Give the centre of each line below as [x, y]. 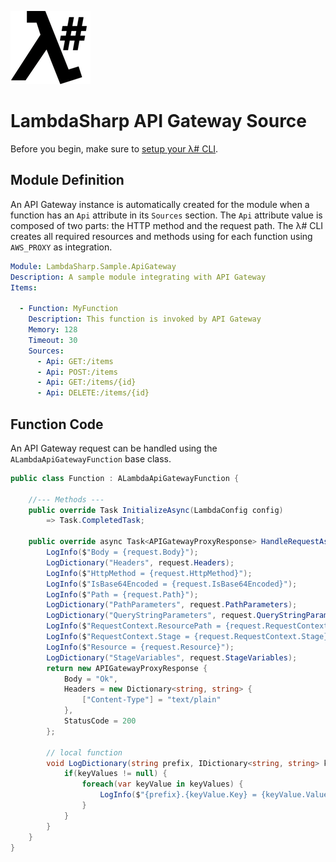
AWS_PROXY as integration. [61, 247]
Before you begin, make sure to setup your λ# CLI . [114, 148]
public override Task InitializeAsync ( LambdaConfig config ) [156, 510]
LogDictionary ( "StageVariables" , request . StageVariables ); [172, 657]
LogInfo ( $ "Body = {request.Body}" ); [122, 552]
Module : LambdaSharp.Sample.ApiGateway [93, 266]
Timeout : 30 [53, 340]
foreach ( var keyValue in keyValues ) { [162, 784]
